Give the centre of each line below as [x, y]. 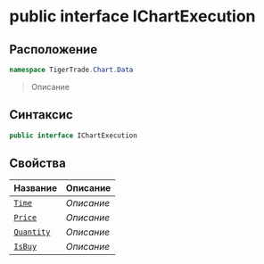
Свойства [38, 163]
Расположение [54, 49]
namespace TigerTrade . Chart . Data [71, 70]
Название [36, 188]
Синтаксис [41, 115]
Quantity [32, 232]
